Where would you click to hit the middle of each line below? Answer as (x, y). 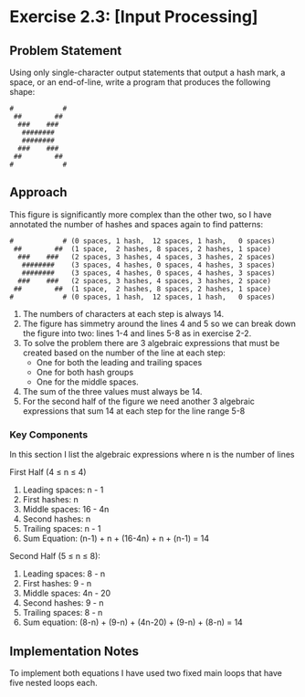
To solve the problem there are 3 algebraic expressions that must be (151, 343)
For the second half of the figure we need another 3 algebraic (139, 401)
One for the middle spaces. (87, 382)
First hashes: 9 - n (57, 584)
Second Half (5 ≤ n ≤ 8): (55, 556)
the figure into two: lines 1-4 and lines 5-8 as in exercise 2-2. (137, 333)
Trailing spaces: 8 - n (63, 613)
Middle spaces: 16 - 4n (66, 510)
